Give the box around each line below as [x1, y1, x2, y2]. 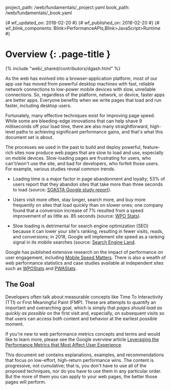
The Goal [5, 280, 35, 289]
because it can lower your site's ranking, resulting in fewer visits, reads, [12, 228, 164, 234]
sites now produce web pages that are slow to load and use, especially [14, 149, 164, 156]
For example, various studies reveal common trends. [5, 166, 116, 172]
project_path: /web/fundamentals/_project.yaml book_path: [5, 5, 130, 10]
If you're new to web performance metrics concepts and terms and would [5, 331, 161, 337]
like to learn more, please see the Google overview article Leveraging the [5, 336, 159, 342]
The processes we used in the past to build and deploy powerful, [5, 144, 142, 150]
